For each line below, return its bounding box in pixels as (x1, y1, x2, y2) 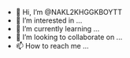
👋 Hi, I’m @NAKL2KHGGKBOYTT (15, 8, 122, 16)
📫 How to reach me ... (15, 42, 89, 50)
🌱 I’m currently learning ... (15, 24, 100, 33)
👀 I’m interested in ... (15, 16, 83, 25)
